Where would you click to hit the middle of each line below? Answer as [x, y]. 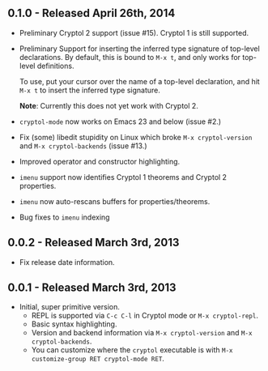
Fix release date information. [67, 262]
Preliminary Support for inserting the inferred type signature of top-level [139, 49]
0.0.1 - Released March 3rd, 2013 [92, 288]
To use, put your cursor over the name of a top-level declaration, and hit [139, 81]
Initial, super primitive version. [70, 307]
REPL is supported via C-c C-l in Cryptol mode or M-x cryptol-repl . [145, 316]
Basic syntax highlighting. [74, 324]
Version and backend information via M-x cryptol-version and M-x [142, 333]
